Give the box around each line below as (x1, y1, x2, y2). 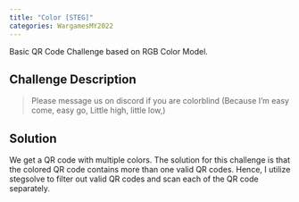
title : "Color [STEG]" (9, 13, 94, 22)
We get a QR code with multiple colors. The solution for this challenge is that (9, 155, 291, 165)
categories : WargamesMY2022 (9, 21, 114, 30)
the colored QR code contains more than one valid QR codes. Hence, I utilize (9, 164, 291, 175)
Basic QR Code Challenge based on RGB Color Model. (9, 46, 208, 56)
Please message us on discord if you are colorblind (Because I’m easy (30, 96, 290, 106)
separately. (9, 183, 51, 194)
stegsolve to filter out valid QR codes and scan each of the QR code (9, 173, 259, 184)
